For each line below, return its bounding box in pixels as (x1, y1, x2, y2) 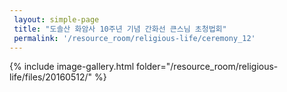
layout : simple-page (13, 14, 100, 25)
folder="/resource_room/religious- (135, 61, 279, 73)
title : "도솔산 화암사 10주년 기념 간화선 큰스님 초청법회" (13, 24, 227, 34)
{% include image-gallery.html (9, 61, 135, 73)
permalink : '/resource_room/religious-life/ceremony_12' (13, 33, 256, 43)
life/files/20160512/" (9, 71, 93, 83)
